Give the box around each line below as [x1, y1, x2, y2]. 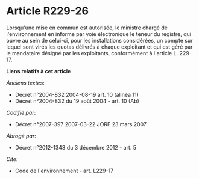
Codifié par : [6, 109, 36, 116]
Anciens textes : [6, 79, 45, 86]
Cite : [6, 155, 18, 163]
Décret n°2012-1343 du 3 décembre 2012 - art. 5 [14, 144, 137, 151]
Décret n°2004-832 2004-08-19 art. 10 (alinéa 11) [14, 91, 139, 98]
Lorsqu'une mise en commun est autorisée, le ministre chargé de [6, 24, 168, 31]
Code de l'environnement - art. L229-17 [14, 167, 113, 174]
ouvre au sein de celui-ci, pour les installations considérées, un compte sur [6, 37, 193, 44]
